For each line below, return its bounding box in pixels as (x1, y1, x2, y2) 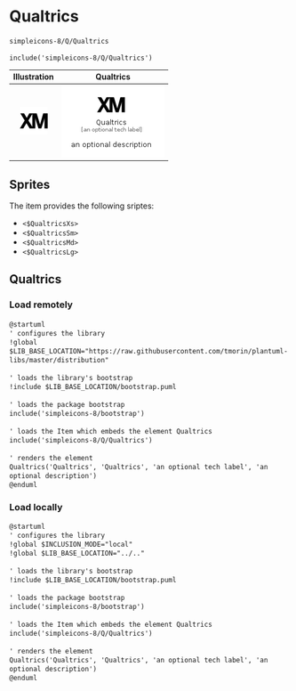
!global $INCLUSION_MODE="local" (9, 540, 133, 549)
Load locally (9, 500, 63, 513)
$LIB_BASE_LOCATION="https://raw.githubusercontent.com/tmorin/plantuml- (9, 346, 289, 355)
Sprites (9, 176, 51, 192)
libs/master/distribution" (9, 355, 109, 364)
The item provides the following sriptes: (9, 200, 155, 211)
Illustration (12, 71, 55, 82)
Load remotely (9, 298, 74, 311)
